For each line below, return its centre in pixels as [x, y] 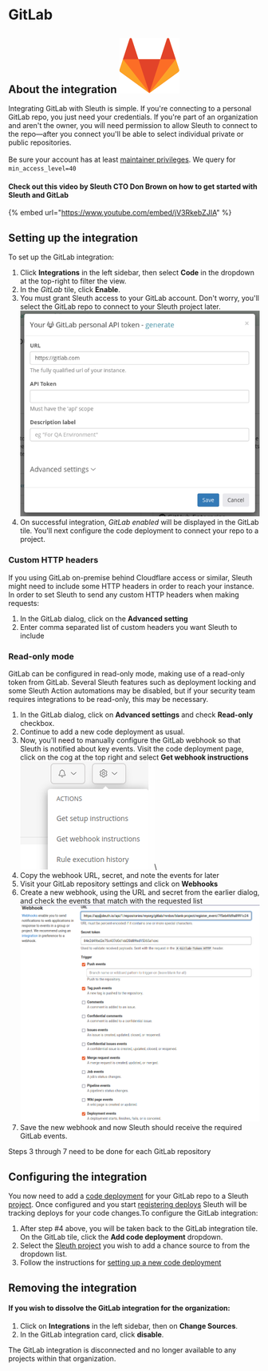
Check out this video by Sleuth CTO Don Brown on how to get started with [133, 186]
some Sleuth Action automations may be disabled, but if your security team [132, 691]
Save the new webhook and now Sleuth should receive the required [131, 1128]
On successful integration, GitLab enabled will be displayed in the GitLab [139, 523]
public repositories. [40, 142]
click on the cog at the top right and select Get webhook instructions [134, 757]
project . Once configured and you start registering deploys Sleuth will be [128, 1205]
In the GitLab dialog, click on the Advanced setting [104, 619]
